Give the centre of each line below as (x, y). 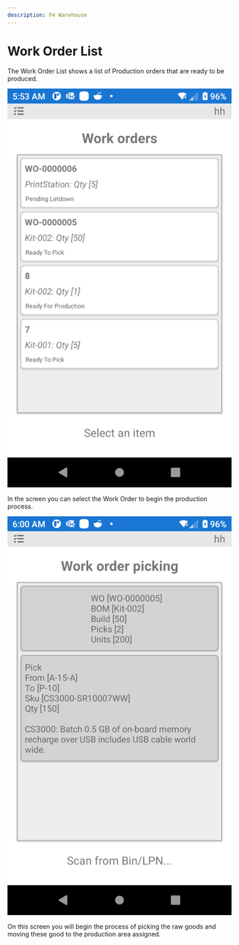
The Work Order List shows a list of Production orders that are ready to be (116, 71)
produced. (22, 78)
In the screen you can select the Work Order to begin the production (107, 498)
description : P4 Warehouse (47, 15)
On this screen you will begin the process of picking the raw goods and (112, 926)
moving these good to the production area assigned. (84, 934)
